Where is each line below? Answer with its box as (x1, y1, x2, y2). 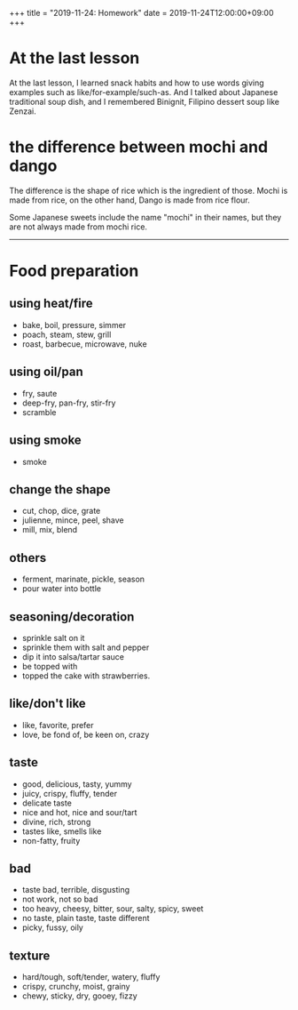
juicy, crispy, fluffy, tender (21, 788, 118, 798)
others (9, 550, 47, 565)
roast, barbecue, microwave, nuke (21, 338, 148, 349)
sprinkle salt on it (21, 632, 85, 643)
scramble (21, 406, 57, 417)
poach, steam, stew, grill (21, 329, 112, 340)
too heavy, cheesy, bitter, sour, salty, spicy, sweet (21, 903, 204, 914)
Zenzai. (9, 106, 37, 116)
